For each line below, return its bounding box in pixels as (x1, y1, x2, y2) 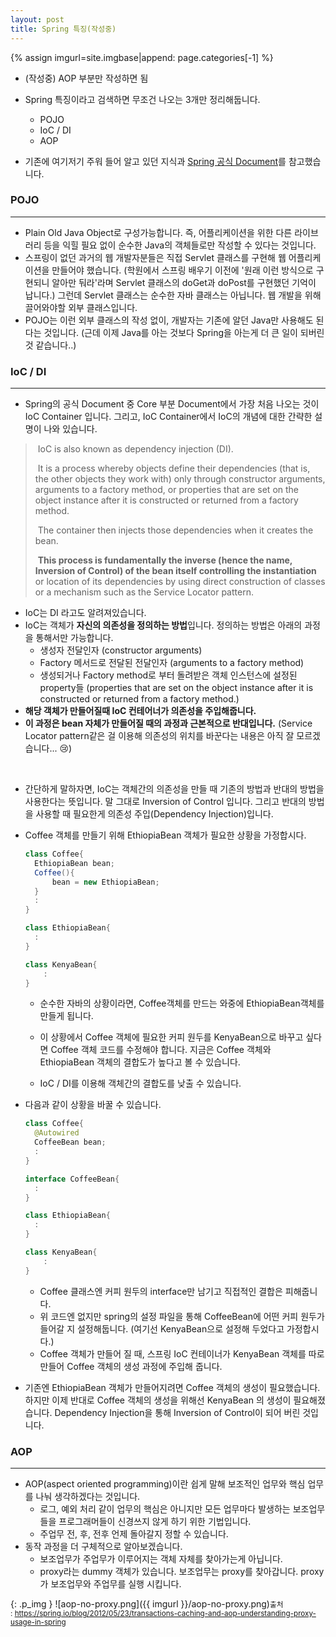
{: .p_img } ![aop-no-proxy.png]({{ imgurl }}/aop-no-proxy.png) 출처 (10, 1598, 284, 1610)
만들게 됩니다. (39, 1010, 94, 1022)
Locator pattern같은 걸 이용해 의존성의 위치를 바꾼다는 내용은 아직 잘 (24, 730, 295, 742)
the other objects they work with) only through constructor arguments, (34, 473, 326, 485)
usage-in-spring (10, 1617, 67, 1628)
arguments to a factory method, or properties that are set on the (34, 484, 299, 496)
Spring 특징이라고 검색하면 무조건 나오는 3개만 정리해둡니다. (24, 93, 261, 105)
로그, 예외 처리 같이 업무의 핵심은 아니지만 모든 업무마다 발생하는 (39, 1503, 291, 1515)
